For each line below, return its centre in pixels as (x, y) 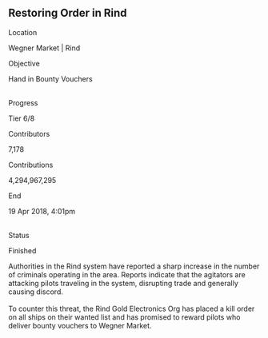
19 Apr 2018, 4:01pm (42, 211)
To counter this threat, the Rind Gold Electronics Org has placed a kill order (132, 308)
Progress (23, 102)
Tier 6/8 (22, 118)
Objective (24, 63)
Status (19, 235)
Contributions (31, 165)
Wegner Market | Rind (44, 48)
